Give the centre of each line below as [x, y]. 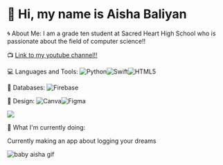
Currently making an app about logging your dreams [82, 141]
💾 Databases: [26, 87]
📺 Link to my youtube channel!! [52, 55]
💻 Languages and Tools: [43, 71]
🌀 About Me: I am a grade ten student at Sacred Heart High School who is [111, 33]
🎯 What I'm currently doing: [46, 127]
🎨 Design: [21, 101]
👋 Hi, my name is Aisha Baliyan [97, 14]
